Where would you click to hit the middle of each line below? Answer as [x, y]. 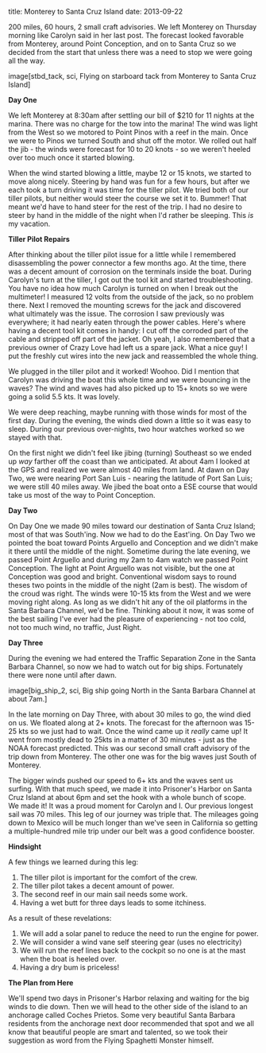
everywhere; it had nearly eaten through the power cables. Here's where [127, 322]
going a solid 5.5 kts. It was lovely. [64, 396]
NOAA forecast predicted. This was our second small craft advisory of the [129, 748]
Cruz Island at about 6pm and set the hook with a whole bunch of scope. [127, 797]
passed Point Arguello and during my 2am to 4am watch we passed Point [128, 560]
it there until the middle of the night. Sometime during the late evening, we [129, 551]
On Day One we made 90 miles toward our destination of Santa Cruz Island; [132, 526]
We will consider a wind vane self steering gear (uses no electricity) [131, 942]
